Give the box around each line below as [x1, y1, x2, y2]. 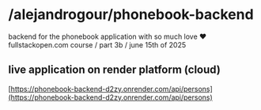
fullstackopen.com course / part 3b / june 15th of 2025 [8, 40, 187, 49]
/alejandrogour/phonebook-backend [8, 6, 255, 24]
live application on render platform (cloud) [8, 63, 221, 77]
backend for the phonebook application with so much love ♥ [8, 32, 207, 41]
